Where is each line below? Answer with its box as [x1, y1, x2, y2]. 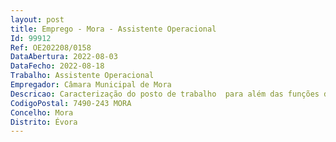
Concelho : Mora [10, 107, 74, 118]
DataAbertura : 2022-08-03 [10, 52, 118, 62]
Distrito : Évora [10, 117, 78, 127]
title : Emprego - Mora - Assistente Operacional [10, 24, 217, 34]
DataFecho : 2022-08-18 [10, 61, 105, 71]
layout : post [10, 14, 65, 25]
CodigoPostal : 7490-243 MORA [10, 98, 132, 108]
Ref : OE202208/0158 [10, 42, 92, 53]
